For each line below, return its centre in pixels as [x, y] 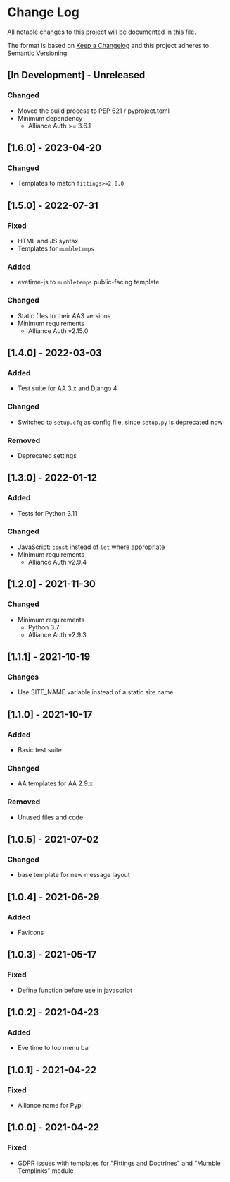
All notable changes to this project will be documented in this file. [102, 32]
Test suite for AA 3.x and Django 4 [67, 388]
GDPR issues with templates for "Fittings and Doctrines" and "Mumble [119, 1163]
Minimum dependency [50, 118]
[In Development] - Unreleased [76, 75]
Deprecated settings [47, 455]
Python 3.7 [44, 627]
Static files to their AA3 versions [64, 315]
